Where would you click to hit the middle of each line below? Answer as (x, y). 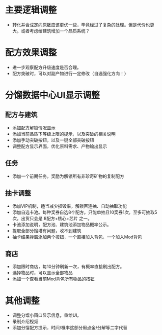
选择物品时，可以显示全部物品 (42, 273)
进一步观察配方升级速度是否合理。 (47, 67)
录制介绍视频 (25, 322)
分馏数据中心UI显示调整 (53, 95)
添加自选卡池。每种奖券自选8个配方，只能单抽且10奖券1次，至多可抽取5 (84, 212)
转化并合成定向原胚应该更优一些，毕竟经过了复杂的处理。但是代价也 (81, 25)
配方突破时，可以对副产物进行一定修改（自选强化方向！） (70, 73)
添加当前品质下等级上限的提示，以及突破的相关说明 (64, 134)
